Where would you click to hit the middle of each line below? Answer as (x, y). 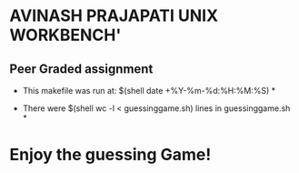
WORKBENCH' (65, 35)
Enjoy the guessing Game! (110, 155)
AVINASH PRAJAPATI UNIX (114, 16)
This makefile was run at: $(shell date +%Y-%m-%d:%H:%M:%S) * (149, 91)
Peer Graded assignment (81, 69)
